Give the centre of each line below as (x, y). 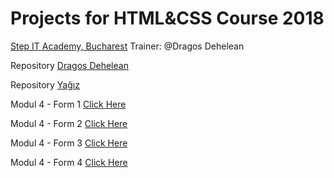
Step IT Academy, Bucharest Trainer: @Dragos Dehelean (127, 46)
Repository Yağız (45, 84)
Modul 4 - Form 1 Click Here (68, 104)
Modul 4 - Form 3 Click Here (69, 143)
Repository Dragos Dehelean (69, 65)
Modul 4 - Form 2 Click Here (69, 123)
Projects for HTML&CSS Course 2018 (167, 18)
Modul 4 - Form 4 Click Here (69, 162)
